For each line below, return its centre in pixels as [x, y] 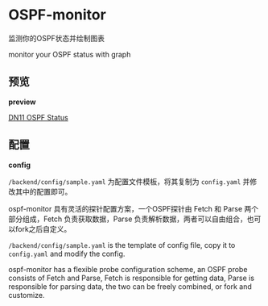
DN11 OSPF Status [38, 117]
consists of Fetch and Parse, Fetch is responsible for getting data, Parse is [132, 278]
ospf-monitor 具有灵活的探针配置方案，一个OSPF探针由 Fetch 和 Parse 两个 [134, 208]
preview [22, 102]
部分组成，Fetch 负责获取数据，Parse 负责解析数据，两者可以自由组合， [128, 219]
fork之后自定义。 [43, 228]
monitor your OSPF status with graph [70, 54]
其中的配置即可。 [43, 191]
